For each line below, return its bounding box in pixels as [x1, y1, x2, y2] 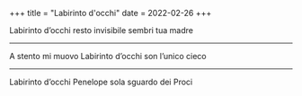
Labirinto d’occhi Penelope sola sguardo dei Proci [9, 76, 193, 87]
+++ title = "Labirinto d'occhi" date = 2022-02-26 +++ [9, 8, 212, 18]
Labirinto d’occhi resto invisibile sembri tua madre [9, 25, 193, 35]
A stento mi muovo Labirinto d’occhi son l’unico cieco [9, 51, 207, 61]
